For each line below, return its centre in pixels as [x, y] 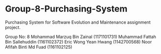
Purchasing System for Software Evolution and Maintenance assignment [78, 22]
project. [13, 27]
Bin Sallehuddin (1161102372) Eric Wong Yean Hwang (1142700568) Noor [79, 41]
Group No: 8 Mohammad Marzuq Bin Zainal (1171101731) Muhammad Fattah [81, 37]
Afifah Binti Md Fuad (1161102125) [39, 47]
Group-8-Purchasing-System [66, 9]
